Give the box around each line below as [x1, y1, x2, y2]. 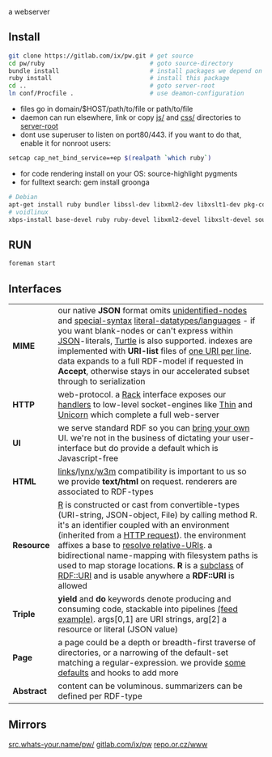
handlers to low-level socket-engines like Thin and [57, 398, 253, 410]
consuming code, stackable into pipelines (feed [57, 603, 239, 615]
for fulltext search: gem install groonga [19, 177, 150, 187]
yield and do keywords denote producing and [57, 593, 232, 604]
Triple [12, 608, 36, 619]
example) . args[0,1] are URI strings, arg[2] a [57, 613, 227, 624]
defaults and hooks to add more [57, 667, 180, 678]
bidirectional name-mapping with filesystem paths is [57, 550, 258, 561]
